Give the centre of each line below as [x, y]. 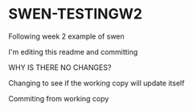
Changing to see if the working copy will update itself [96, 83]
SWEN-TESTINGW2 [76, 14]
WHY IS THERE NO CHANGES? [60, 67]
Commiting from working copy [59, 98]
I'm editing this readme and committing [73, 51]
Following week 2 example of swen [66, 36]
